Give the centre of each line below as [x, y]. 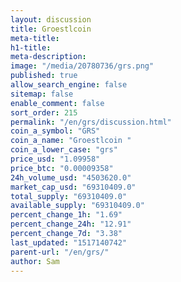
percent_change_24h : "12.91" [71, 224]
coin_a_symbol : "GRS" [55, 131]
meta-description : [48, 57]
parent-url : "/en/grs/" [60, 252]
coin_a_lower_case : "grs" [64, 150]
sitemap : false [42, 94]
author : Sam [35, 261]
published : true [44, 76]
